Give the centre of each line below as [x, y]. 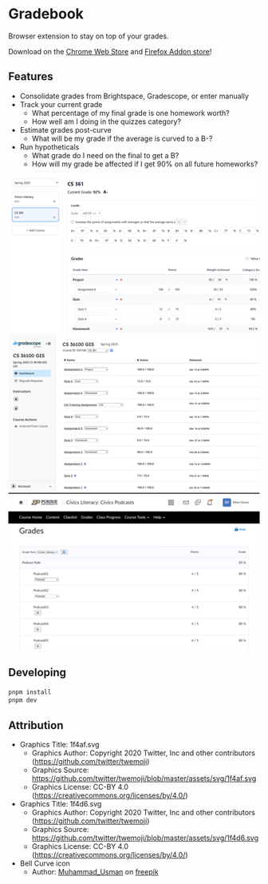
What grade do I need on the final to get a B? [105, 155]
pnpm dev [23, 700]
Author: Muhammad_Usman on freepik [95, 872]
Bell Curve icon [45, 863]
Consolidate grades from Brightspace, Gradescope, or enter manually [134, 96]
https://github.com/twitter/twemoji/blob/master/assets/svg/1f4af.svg [144, 778]
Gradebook [46, 14]
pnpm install [30, 692]
